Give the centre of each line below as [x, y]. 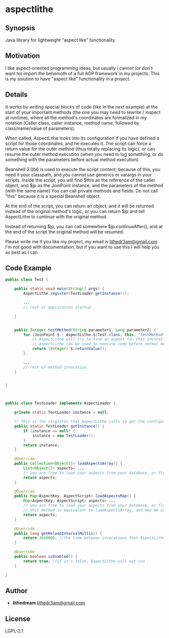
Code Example [28, 268]
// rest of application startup [57, 307]
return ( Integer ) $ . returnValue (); [69, 349]
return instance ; [41, 445]
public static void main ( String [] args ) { [59, 289]
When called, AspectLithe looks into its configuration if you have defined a [82, 138]
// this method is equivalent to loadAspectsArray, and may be [91, 510]
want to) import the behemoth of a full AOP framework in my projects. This [82, 73]
